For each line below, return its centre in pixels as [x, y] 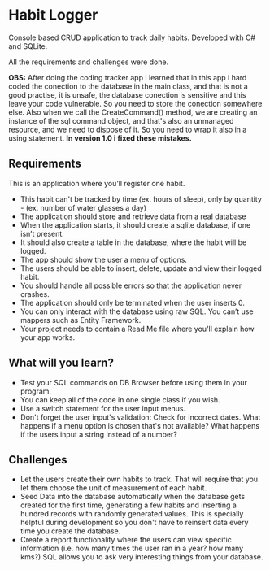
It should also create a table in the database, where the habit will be [133, 242]
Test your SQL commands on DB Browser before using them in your [134, 382]
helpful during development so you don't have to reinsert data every [134, 523]
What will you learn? [61, 363]
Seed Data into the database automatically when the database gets [133, 497]
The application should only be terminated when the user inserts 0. [133, 302]
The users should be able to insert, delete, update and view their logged [141, 268]
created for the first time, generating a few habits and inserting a [128, 505]
